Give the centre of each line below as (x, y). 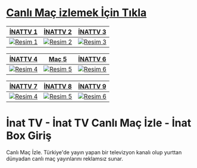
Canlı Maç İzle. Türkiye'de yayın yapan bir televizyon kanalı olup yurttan (94, 152)
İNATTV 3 (92, 32)
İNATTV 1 (23, 32)
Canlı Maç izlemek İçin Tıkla (76, 13)
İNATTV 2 (58, 32)
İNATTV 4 (23, 59)
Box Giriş (29, 136)
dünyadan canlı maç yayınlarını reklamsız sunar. (65, 158)
